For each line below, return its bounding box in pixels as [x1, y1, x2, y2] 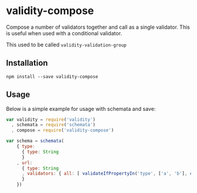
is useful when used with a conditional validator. [6, 29, 122, 36]
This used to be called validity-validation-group [6, 41, 127, 48]
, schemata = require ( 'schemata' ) [11, 122, 96, 128]
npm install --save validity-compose [6, 73, 98, 80]
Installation [6, 58, 48, 68]
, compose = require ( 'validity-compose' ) [11, 127, 114, 133]
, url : [16, 160, 33, 165]
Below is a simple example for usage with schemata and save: [6, 105, 156, 112]
